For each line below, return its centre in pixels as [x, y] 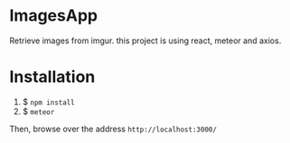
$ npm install [48, 102]
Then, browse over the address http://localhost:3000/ [113, 129]
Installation [52, 77]
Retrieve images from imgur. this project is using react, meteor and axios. [145, 40]
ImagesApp [53, 16]
